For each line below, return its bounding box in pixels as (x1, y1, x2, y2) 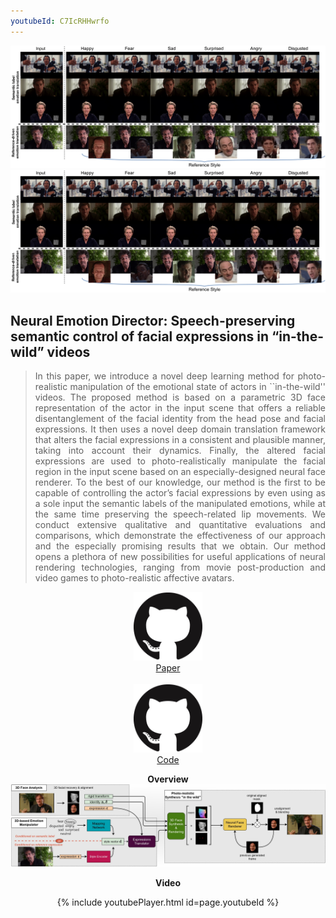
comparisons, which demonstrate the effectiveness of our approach (34, 530, 326, 542)
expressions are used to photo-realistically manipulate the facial (34, 455, 326, 467)
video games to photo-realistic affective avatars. (34, 572, 235, 584)
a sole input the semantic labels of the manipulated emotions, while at (34, 498, 326, 510)
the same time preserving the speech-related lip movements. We (34, 508, 326, 520)
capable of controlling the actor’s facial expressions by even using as (34, 487, 326, 499)
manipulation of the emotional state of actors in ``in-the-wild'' (69, 381, 326, 393)
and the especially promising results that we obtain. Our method (34, 540, 326, 552)
